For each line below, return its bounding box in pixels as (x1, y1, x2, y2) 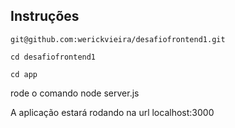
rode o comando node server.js (10, 87, 140, 99)
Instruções (10, 8, 80, 25)
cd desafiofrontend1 (10, 52, 97, 62)
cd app (10, 69, 38, 79)
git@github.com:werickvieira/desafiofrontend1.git (10, 34, 226, 44)
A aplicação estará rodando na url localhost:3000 (10, 106, 215, 118)
